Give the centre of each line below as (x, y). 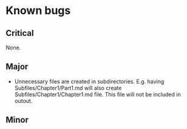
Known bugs (38, 11)
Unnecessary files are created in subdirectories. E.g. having (89, 81)
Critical (20, 33)
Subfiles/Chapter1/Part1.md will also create (68, 88)
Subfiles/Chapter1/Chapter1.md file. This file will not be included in (97, 94)
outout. (23, 100)
